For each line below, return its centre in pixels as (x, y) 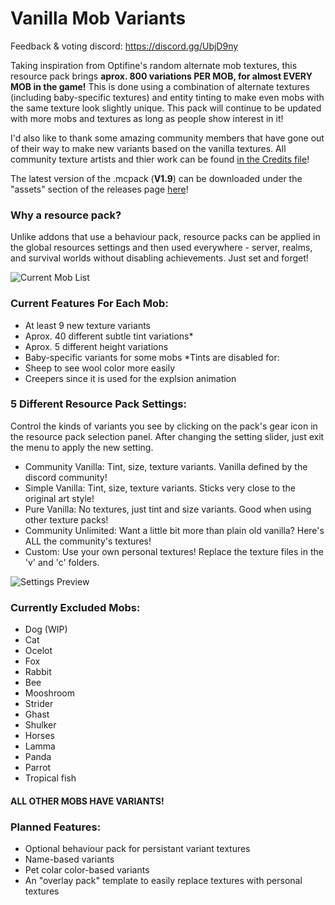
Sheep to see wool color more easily (100, 368)
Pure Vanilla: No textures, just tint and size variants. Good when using (168, 509)
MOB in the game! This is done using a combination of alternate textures (160, 86)
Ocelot (38, 651)
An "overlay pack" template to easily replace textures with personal (163, 881)
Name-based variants (69, 859)
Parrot (38, 768)
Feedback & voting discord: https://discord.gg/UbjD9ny (124, 46)
